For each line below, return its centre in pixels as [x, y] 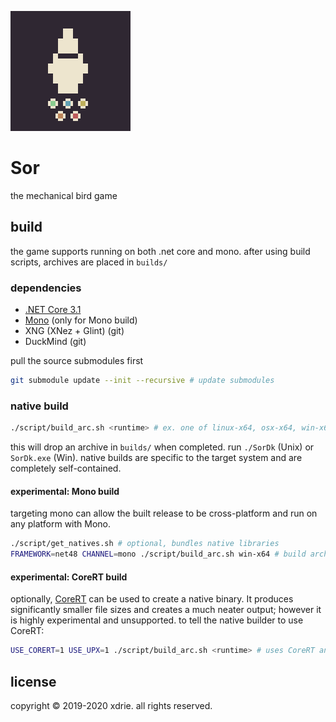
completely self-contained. [66, 468]
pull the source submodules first [77, 361]
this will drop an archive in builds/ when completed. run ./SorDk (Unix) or [162, 447]
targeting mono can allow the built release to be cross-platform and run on [164, 513]
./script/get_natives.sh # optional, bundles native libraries [145, 544]
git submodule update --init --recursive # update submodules [142, 381]
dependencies [46, 288]
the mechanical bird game [64, 195]
